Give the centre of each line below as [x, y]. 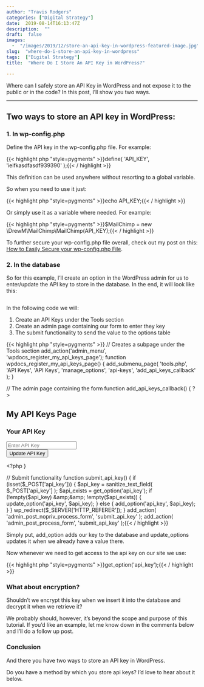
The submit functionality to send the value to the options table [93, 333]
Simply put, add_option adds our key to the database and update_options [98, 535]
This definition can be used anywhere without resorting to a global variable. [101, 178]
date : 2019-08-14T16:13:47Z [43, 23]
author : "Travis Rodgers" [39, 12]
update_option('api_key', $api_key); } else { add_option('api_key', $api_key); [101, 504]
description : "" [28, 29]
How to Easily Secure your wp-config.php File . [65, 249]
